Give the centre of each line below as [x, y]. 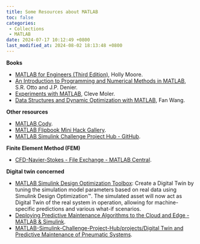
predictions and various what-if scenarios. [89, 208]
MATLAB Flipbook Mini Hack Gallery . [61, 130]
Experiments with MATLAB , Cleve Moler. [65, 94]
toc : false [20, 18]
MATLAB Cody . [34, 123]
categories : [21, 23]
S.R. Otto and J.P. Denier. [46, 87]
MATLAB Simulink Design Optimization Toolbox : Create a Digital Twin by [104, 183]
